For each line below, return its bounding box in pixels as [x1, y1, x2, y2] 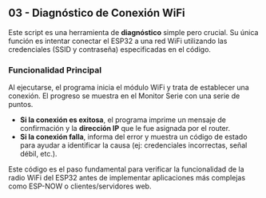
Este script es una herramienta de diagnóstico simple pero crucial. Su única [8, 27, 259, 37]
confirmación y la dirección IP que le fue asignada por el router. [19, 124, 230, 133]
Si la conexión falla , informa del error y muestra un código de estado [19, 132, 248, 142]
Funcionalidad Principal [8, 64, 102, 75]
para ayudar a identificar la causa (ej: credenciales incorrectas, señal [19, 141, 248, 150]
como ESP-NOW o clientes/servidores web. [8, 181, 152, 191]
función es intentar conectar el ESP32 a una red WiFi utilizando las [8, 36, 228, 46]
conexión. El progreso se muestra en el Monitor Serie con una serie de [8, 91, 240, 101]
